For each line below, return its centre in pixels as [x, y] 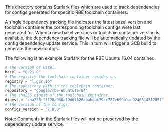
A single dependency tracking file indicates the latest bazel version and [79, 22]
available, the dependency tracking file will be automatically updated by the [83, 38]
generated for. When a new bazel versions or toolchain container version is [82, 33]
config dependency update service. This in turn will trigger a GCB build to [81, 43]
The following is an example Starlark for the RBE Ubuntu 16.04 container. [80, 58]
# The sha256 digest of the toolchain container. [58, 95]
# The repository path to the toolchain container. [60, 86]
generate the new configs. [32, 49]
